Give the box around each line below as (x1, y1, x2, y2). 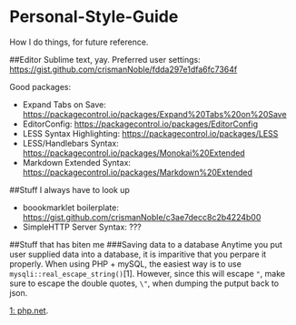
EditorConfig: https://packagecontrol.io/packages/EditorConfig (22, 118, 259, 129)
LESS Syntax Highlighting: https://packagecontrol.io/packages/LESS (22, 127, 279, 138)
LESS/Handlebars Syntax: (22, 137, 120, 148)
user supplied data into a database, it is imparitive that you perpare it (9, 249, 267, 259)
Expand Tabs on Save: (22, 98, 107, 110)
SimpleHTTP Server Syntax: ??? (22, 221, 143, 232)
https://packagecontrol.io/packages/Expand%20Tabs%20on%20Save (22, 108, 288, 119)
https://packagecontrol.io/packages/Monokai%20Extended (22, 147, 245, 158)
